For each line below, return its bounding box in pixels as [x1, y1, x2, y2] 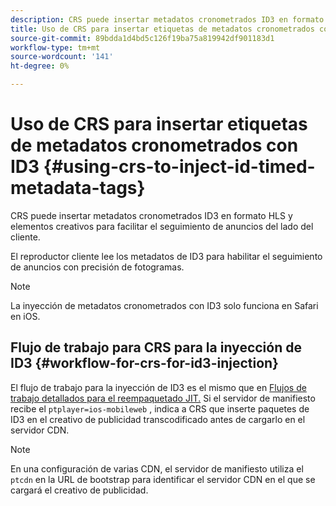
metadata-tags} [10, 177, 146, 200]
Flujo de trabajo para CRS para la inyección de [10, 339, 302, 356]
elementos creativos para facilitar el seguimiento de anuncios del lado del [10, 220, 314, 232]
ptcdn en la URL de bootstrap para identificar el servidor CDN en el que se [10, 473, 316, 485]
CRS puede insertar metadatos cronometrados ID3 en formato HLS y [10, 209, 293, 221]
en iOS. [10, 310, 41, 322]
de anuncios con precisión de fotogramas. [10, 261, 185, 273]
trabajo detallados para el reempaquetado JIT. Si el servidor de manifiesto [10, 392, 316, 404]
